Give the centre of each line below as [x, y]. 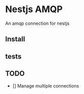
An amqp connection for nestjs [37, 23]
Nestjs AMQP [34, 9]
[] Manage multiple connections [46, 86]
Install [15, 39]
